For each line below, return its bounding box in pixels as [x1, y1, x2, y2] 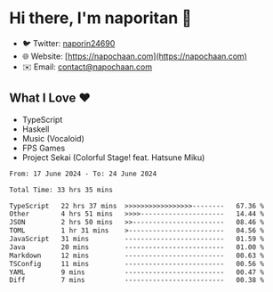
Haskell [21, 124, 50, 134]
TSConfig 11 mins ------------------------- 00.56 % [9, 259, 265, 268]
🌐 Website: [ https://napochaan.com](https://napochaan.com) [21, 51, 247, 61]
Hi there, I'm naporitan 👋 [9, 8, 193, 28]
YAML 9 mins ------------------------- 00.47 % [9, 267, 265, 277]
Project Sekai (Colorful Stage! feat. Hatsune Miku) [21, 151, 205, 163]
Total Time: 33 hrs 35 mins [9, 185, 114, 194]
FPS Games [21, 142, 66, 153]
